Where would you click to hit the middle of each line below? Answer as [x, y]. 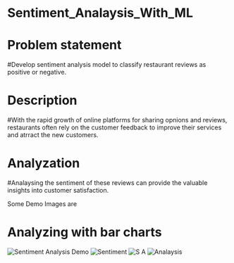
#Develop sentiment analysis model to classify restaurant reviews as [107, 65]
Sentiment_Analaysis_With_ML [100, 13]
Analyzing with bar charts [85, 232]
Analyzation [44, 163]
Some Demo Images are [42, 204]
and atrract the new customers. [53, 135]
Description [42, 101]
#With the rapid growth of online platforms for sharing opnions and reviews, [117, 120]
